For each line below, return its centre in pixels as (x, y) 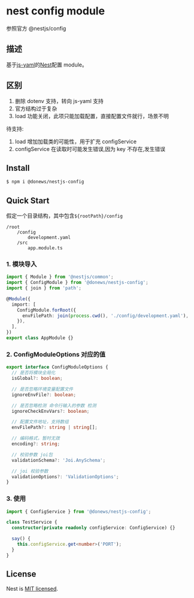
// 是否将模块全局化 (34, 373)
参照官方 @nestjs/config (36, 28)
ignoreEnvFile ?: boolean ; (44, 395)
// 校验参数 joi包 (32, 454)
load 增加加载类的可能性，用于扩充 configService (75, 141)
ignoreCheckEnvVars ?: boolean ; (51, 411)
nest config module (56, 11)
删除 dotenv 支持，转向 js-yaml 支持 (59, 101)
